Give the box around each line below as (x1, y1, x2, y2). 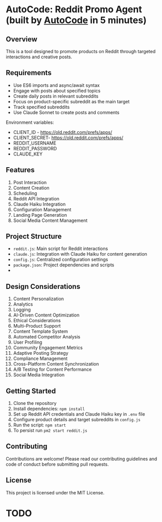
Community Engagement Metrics (13, 345, 83, 351)
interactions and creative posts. (6, 54, 73, 60)
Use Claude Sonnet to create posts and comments (13, 109, 120, 116)
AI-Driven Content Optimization (13, 312, 80, 318)
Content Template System (13, 328, 68, 334)
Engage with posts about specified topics (13, 87, 101, 94)
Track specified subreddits (13, 104, 70, 110)
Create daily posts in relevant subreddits (13, 93, 99, 99)
